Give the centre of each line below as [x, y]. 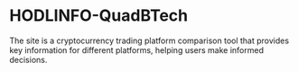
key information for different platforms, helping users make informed [137, 49]
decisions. [28, 59]
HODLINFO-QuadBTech [98, 16]
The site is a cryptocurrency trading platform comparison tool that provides [149, 40]
